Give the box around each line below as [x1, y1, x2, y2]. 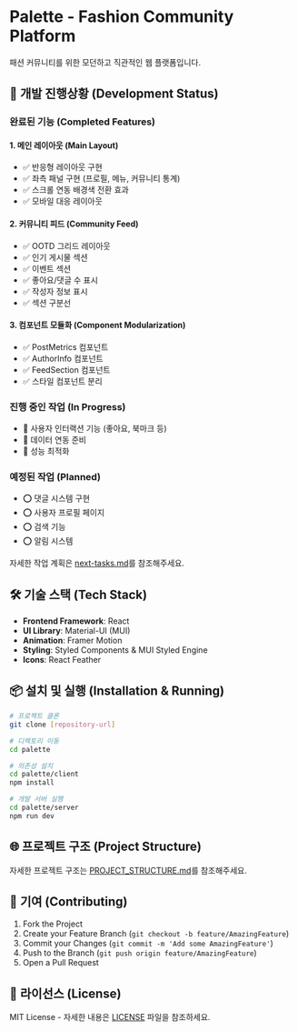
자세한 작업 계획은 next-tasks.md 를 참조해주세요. [9, 557, 184, 569]
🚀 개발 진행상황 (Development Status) [9, 86, 219, 102]
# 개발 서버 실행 [9, 795, 64, 804]
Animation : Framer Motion [22, 635, 123, 646]
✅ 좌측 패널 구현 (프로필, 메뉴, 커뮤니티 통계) [22, 173, 181, 184]
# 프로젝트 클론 [9, 712, 60, 721]
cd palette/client [9, 770, 79, 779]
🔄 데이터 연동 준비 [22, 435, 86, 445]
